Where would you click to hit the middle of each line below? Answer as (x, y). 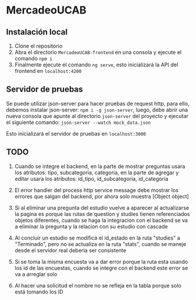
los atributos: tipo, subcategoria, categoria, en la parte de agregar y (97, 172)
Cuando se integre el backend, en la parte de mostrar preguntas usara (100, 166)
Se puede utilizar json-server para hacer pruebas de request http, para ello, (98, 103)
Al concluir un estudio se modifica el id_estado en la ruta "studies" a (97, 238)
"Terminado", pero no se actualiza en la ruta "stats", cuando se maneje (100, 244)
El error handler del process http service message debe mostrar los (97, 190)
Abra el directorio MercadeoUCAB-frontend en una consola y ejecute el (98, 52)
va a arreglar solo (36, 274)
